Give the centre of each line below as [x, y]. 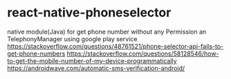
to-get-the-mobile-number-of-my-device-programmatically [92, 60]
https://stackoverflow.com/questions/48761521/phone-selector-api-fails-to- [115, 46]
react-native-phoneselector [89, 13]
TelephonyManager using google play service [72, 38]
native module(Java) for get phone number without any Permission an [107, 32]
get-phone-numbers [36, 54]
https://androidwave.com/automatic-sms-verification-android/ [96, 68]
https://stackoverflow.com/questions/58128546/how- [143, 54]
